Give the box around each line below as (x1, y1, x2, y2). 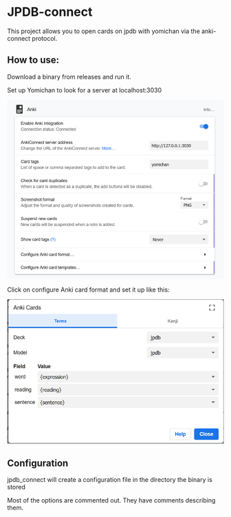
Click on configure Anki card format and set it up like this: (7, 285, 170, 294)
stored (7, 483, 25, 491)
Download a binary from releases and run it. (7, 72, 132, 81)
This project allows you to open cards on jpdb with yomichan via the (7, 27, 201, 35)
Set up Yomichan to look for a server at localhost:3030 (7, 85, 162, 94)
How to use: (7, 54, 60, 66)
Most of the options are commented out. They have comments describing (7, 496, 216, 505)
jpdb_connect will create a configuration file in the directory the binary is (7, 476, 213, 484)
